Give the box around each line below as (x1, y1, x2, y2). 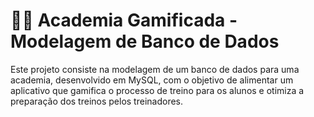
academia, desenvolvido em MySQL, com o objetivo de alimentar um (10, 74, 294, 86)
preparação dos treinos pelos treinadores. (10, 95, 184, 107)
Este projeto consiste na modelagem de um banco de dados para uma (10, 63, 300, 75)
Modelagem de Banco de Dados (10, 30, 280, 53)
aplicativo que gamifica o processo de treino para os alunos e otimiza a (10, 84, 305, 96)
